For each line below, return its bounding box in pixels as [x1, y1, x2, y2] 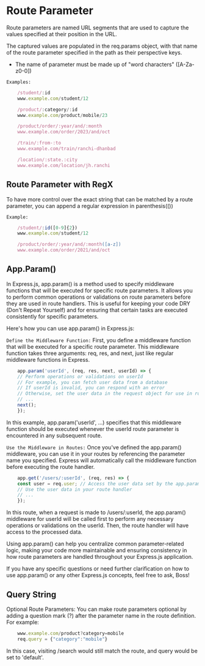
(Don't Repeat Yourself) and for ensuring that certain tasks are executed [6, 306, 188, 313]
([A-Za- [176, 61, 195, 68]
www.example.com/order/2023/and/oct [17, 129, 111, 135]
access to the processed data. [6, 528, 83, 536]
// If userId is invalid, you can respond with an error [17, 385, 165, 391]
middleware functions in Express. [6, 356, 90, 363]
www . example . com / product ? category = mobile [17, 630, 124, 637]
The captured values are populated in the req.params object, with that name [6, 42, 198, 50]
